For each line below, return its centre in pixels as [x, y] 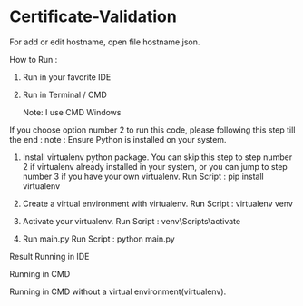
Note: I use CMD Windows [72, 112]
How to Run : [34, 59]
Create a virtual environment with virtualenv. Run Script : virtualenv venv [157, 203]
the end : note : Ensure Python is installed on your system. [118, 139]
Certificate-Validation [93, 17]
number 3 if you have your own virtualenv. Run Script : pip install [143, 176]
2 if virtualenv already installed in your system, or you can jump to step [155, 166]
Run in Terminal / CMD [64, 94]
